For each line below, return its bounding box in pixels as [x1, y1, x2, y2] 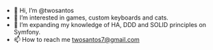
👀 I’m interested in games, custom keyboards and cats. [13, 14, 169, 22]
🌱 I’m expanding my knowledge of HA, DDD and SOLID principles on [13, 21, 207, 28]
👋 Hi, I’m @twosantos [13, 7, 74, 14]
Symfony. [13, 28, 41, 36]
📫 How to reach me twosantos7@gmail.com [13, 36, 140, 43]
